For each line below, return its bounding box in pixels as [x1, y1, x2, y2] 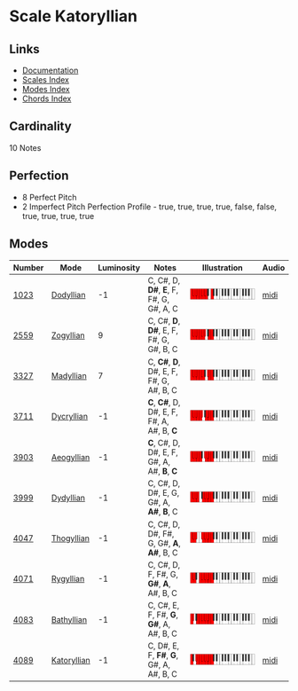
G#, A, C [147, 303, 179, 314]
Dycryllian [51, 411, 89, 422]
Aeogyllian [51, 452, 90, 462]
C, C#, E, [147, 601, 180, 611]
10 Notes [9, 142, 42, 153]
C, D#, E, [147, 640, 180, 651]
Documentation [21, 65, 79, 75]
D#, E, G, [147, 488, 180, 499]
